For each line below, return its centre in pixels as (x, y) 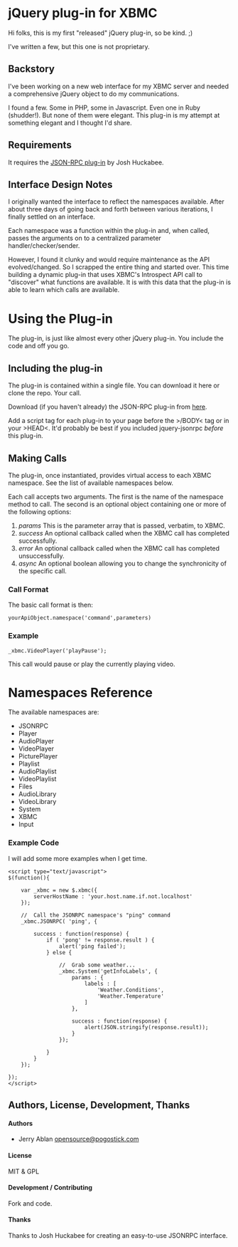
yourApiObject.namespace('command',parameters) (80, 618)
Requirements (40, 145)
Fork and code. (30, 1203)
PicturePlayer (38, 756)
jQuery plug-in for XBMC (83, 13)
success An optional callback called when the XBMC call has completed (124, 533)
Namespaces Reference (81, 693)
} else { (59, 952)
